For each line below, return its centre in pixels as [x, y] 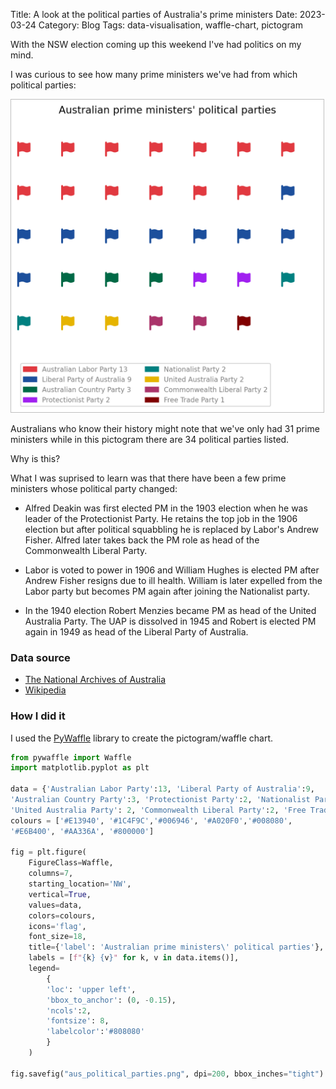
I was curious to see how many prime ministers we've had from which [154, 74]
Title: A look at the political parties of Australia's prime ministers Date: [154, 14]
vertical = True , [60, 894]
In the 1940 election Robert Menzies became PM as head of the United [170, 610]
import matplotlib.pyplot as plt [80, 768]
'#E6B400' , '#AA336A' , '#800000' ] [82, 831]
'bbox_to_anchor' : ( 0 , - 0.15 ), [111, 1000]
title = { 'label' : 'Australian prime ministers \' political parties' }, [176, 947]
